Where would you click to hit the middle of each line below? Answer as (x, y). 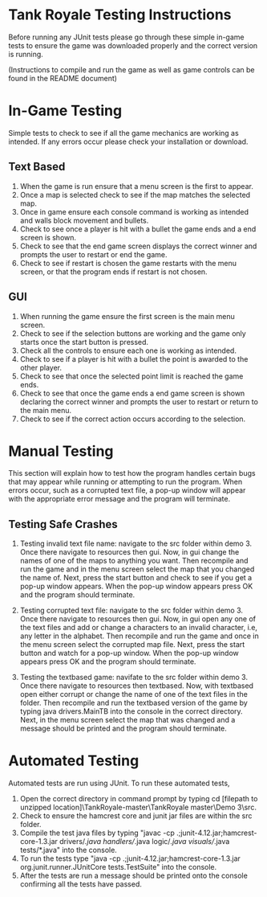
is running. (26, 54)
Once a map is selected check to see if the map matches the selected (135, 195)
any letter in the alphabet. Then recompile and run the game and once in (139, 636)
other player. (41, 367)
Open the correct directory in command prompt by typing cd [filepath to (139, 799)
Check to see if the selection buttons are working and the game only (133, 333)
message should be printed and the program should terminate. (123, 728)
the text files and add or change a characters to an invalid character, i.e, (139, 628)
